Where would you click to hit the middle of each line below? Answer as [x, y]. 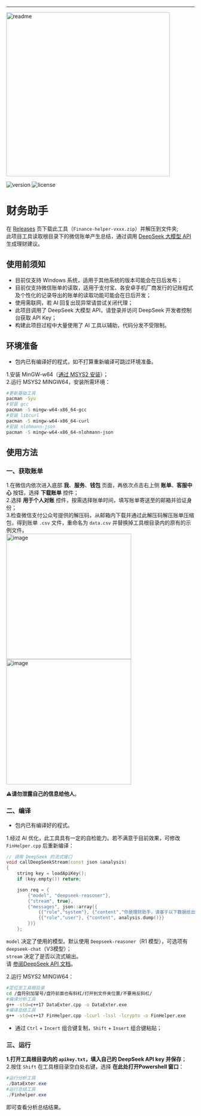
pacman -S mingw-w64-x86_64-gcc [46, 410]
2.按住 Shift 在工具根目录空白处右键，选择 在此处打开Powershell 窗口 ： [95, 1067]
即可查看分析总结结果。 [35, 1107]
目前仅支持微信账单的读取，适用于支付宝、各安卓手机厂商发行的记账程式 [104, 287]
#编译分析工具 [21, 999]
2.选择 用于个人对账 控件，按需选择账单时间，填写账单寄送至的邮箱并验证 [97, 500]
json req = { [33, 890]
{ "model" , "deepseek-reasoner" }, [69, 896]
